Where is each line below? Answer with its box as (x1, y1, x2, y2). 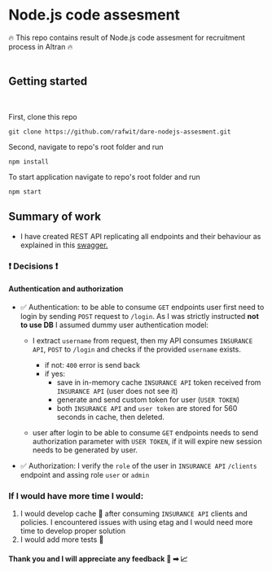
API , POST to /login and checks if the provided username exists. (32, 344, 242, 354)
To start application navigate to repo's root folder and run (8, 172, 201, 181)
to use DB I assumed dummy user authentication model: (20, 320, 209, 330)
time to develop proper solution (20, 526, 126, 535)
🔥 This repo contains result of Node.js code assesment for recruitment (8, 33, 246, 42)
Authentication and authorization (8, 284, 124, 294)
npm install (8, 157, 49, 166)
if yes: (44, 369, 66, 378)
